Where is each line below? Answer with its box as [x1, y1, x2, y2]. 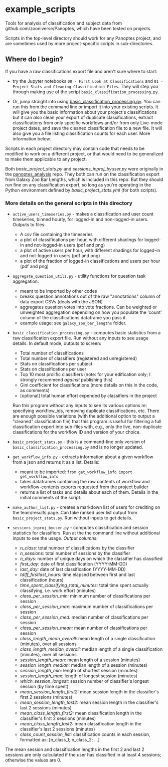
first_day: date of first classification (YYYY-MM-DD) [20, 561, 127, 567]
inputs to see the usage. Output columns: [12, 535, 98, 541]
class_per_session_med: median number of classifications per [20, 614, 149, 620]
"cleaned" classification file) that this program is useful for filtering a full [12, 419, 161, 425]
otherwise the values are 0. [5, 757, 62, 763]
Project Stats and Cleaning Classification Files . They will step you [12, 83, 158, 89]
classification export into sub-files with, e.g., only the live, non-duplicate [12, 424, 162, 430]
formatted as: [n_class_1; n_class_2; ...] [20, 737, 100, 743]
